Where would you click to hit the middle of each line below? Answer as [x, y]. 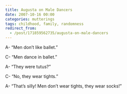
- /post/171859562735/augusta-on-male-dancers [59, 33]
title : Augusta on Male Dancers [39, 10]
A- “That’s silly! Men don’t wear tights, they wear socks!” [63, 86]
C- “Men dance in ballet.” [31, 57]
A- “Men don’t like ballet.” [31, 47]
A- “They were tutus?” [28, 66]
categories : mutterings [30, 19]
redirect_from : [21, 28]
